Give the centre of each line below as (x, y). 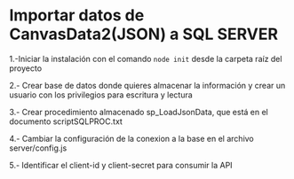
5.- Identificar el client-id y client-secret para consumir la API (121, 165)
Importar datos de (77, 16)
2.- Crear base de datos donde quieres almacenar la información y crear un (147, 85)
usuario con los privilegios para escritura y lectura (101, 95)
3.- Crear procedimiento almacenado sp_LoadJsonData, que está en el (139, 112)
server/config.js (38, 148)
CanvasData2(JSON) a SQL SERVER (143, 34)
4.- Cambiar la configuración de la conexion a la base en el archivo (132, 138)
